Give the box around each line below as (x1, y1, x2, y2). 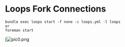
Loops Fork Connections (5, 3, 106, 15)
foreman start (5, 28, 34, 32)
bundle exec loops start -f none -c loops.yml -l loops (5, 19, 121, 24)
